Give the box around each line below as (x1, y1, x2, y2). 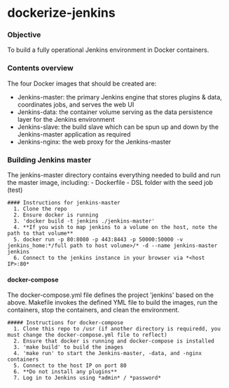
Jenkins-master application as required (17, 130, 131, 138)
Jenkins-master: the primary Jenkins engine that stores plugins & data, (17, 92, 223, 101)
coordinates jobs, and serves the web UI (17, 100, 134, 109)
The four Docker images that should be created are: (7, 79, 157, 88)
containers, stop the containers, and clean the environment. (7, 306, 180, 314)
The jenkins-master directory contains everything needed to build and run (7, 171, 221, 179)
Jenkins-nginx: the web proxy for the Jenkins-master (17, 137, 172, 146)
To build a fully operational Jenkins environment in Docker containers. (7, 46, 209, 54)
